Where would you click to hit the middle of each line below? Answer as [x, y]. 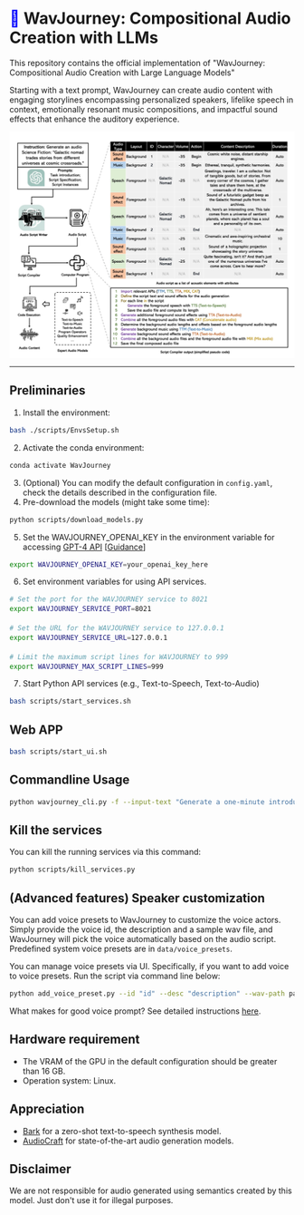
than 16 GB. [44, 1071]
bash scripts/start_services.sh [70, 702]
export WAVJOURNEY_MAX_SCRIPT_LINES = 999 [87, 666]
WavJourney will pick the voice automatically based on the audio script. [143, 939]
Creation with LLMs [84, 38]
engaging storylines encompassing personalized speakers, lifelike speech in [152, 100]
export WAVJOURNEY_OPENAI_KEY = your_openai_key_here [109, 564]
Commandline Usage [70, 780]
